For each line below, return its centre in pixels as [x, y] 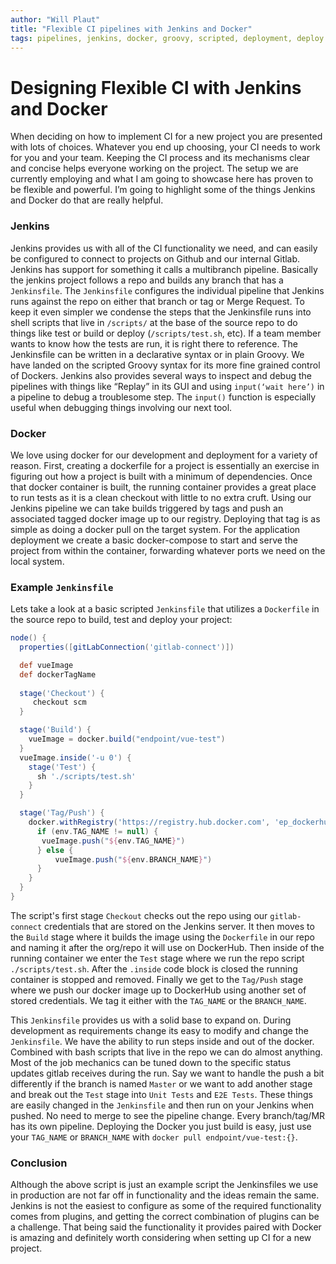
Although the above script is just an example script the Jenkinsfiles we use [164, 1185]
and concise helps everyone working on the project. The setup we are [154, 168]
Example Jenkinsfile [62, 587]
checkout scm [59, 702]
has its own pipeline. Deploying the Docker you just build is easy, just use [161, 1126]
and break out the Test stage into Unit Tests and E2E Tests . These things [161, 1094]
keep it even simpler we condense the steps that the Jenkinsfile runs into [161, 312]
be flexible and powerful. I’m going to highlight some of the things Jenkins [163, 190]
